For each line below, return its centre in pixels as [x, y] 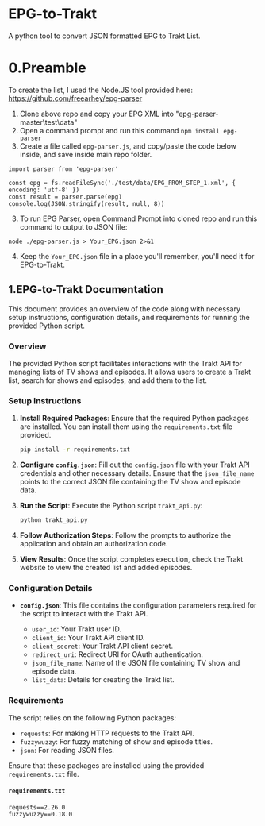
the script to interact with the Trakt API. [84, 614]
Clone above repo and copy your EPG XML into [97, 114]
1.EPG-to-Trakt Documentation [86, 289]
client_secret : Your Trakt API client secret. [102, 646]
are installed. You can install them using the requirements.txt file [126, 427]
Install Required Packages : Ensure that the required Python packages [134, 419]
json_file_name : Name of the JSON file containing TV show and [136, 663]
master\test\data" [48, 122]
